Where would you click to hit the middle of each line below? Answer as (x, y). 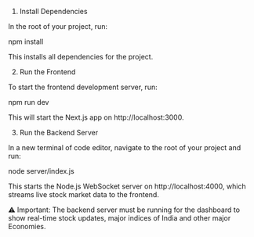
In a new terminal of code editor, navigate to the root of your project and (125, 147)
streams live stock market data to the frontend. (83, 194)
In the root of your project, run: (58, 26)
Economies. (27, 226)
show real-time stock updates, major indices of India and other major (120, 218)
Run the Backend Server (59, 133)
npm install (26, 41)
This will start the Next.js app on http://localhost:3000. (96, 117)
